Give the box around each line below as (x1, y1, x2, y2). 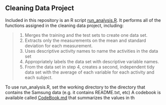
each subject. (24, 74, 53, 80)
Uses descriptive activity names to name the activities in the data (24, 48, 158, 54)
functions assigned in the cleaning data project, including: (5, 22, 124, 28)
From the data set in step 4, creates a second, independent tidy (24, 64, 155, 70)
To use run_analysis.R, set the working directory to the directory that (5, 84, 146, 90)
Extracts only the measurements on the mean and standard (24, 37, 147, 43)
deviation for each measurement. (24, 42, 93, 49)
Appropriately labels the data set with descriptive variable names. (24, 58, 159, 64)
